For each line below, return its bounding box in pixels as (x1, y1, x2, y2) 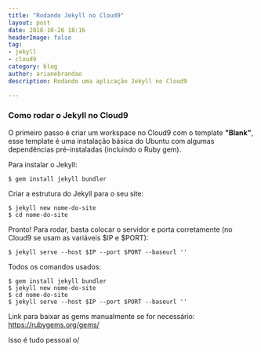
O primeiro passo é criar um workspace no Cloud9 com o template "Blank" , (8, 127, 253, 137)
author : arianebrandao (8, 70, 82, 78)
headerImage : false (8, 33, 72, 42)
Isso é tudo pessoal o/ (8, 335, 80, 344)
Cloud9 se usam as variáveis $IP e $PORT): (8, 233, 149, 242)
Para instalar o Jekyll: (8, 159, 78, 169)
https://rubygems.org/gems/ (8, 320, 100, 329)
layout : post (8, 19, 51, 27)
